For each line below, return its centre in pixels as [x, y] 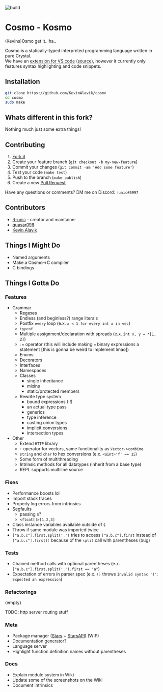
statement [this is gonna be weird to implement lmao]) [74, 349]
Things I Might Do [33, 245]
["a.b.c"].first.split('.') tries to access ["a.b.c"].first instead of [84, 535]
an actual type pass [47, 407]
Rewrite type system [40, 397]
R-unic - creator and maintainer [44, 219]
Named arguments [31, 257]
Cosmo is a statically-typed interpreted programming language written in [79, 50]
